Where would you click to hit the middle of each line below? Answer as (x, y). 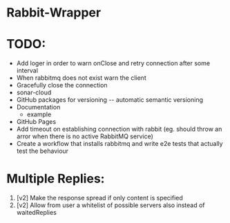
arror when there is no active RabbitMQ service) (85, 136)
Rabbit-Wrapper (54, 13)
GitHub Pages (36, 122)
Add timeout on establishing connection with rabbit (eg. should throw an (119, 129)
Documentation (38, 107)
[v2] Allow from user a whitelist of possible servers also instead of (111, 205)
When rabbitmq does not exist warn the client (81, 78)
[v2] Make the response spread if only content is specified (100, 198)
